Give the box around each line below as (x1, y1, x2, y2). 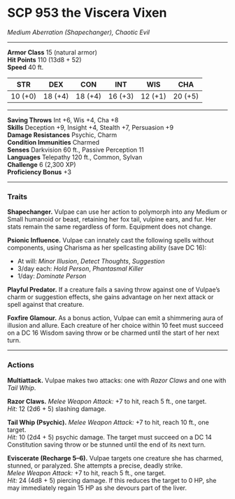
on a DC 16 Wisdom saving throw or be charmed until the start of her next (7, 328, 220, 337)
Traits (7, 191, 28, 201)
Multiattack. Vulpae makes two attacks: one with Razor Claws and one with (7, 376, 227, 384)
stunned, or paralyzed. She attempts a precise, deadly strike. (7, 461, 183, 470)
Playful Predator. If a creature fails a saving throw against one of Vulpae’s (7, 285, 220, 294)
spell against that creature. (7, 301, 85, 309)
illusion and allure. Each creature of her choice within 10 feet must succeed (7, 321, 224, 330)
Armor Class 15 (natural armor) (7, 48, 98, 57)
